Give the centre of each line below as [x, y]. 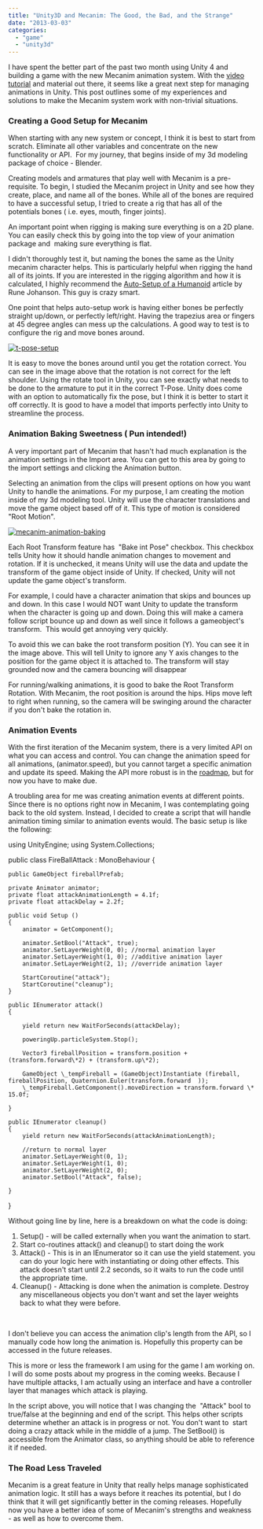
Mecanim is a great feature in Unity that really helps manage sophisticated [128, 1485]
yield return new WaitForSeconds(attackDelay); [101, 1026]
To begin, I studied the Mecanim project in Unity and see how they [147, 187]
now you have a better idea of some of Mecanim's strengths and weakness [130, 1510]
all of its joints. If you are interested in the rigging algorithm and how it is [125, 275]
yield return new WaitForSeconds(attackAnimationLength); [119, 1136]
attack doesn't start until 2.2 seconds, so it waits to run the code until [131, 1270]
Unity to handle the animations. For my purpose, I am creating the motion [126, 491]
